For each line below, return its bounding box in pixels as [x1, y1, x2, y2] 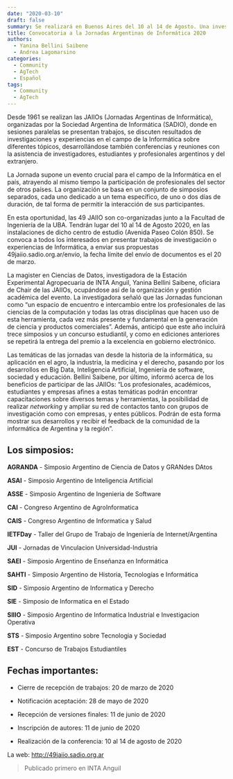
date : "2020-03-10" [7, 10, 64, 17]
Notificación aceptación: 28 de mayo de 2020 [17, 697, 149, 705]
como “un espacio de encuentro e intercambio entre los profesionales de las [7, 301, 225, 308]
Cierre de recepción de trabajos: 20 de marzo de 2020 [17, 683, 174, 692]
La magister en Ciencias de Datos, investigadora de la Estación [7, 271, 187, 279]
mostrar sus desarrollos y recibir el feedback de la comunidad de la [7, 417, 200, 425]
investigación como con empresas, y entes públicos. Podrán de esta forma [7, 410, 221, 418]
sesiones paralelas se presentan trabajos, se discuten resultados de [7, 128, 202, 136]
